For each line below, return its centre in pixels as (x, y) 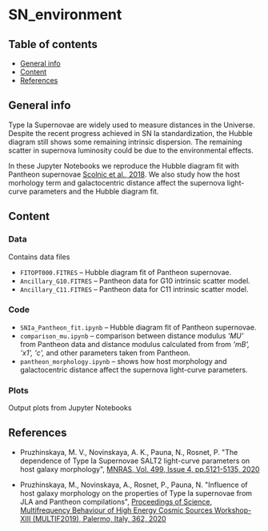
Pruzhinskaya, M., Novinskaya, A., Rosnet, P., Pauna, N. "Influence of (134, 485)
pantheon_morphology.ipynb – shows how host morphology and (123, 361)
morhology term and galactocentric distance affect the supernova (117, 182)
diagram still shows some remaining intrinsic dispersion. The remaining (125, 142)
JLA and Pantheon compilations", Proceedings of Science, (116, 501)
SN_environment (65, 15)
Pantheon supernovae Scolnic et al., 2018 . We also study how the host (124, 174)
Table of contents (53, 44)
